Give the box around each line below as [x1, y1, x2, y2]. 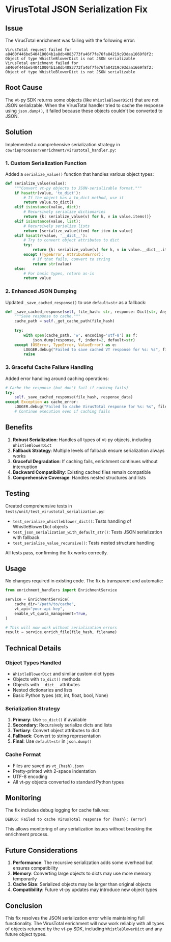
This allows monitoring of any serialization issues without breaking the [5, 826, 153, 832]
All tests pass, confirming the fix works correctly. [5, 549, 108, 556]
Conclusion [5, 901, 43, 910]
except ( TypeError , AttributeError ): [23, 252, 103, 257]
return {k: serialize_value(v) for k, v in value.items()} [23, 214, 152, 220]
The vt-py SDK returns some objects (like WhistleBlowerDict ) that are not [5, 97, 159, 103]
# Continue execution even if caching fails [14, 409, 110, 414]
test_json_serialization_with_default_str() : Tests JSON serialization [12, 529, 163, 535]
